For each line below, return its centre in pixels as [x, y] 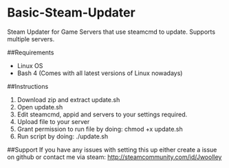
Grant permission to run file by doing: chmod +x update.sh [100, 129]
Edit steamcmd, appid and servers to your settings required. [102, 114]
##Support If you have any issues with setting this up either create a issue [112, 149]
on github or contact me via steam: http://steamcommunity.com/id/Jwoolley [115, 157]
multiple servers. [31, 39]
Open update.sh [40, 107]
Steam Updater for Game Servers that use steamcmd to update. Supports [111, 32]
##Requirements [31, 52]
